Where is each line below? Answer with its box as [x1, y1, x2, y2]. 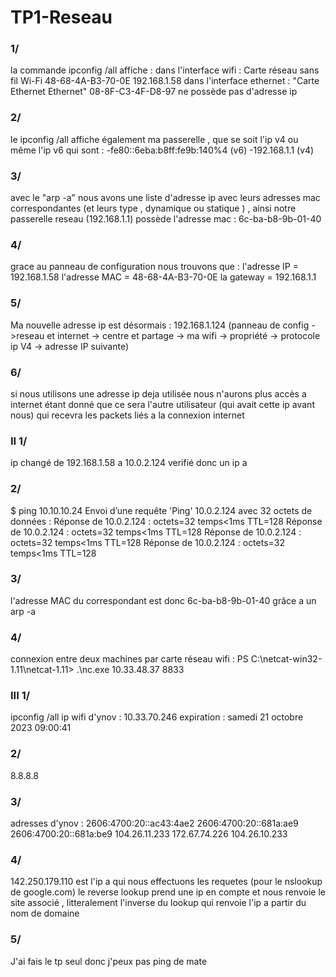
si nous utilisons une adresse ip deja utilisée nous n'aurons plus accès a [10, 387, 307, 400]
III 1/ [10, 689, 31, 703]
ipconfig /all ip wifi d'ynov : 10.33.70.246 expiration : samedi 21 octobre [10, 711, 304, 723]
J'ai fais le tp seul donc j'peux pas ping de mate [10, 955, 208, 967]
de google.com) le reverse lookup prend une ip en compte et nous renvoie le [10, 886, 326, 898]
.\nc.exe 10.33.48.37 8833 [76, 664, 185, 676]
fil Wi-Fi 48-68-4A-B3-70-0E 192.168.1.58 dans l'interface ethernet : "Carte [10, 75, 320, 87]
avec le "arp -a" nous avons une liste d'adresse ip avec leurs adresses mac [10, 192, 321, 204]
